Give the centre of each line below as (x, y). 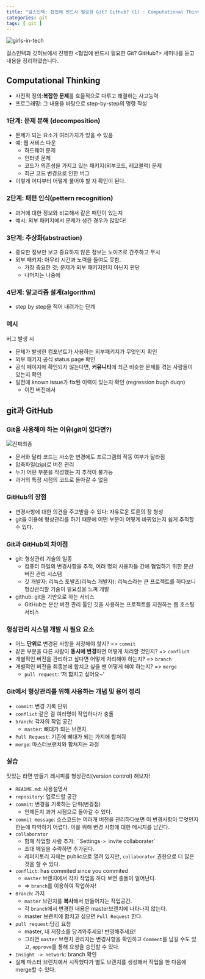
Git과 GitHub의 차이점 (37, 544)
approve (42, 947)
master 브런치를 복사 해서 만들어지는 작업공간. (78, 901)
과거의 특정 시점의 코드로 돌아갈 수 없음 (62, 480)
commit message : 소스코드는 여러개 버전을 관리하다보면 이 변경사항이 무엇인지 (107, 819)
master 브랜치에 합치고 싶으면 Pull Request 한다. (84, 916)
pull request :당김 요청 (43, 923)
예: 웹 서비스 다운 (35, 143)
